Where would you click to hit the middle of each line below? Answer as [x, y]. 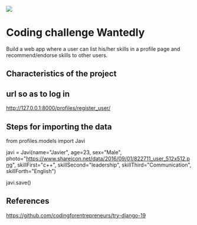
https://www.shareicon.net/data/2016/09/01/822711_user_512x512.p [108, 158]
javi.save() [19, 182]
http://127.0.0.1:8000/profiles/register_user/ [58, 108]
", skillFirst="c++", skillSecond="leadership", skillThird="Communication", [102, 165]
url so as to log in [38, 94]
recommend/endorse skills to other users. [57, 55]
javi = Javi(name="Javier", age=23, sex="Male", [64, 152]
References [28, 201]
